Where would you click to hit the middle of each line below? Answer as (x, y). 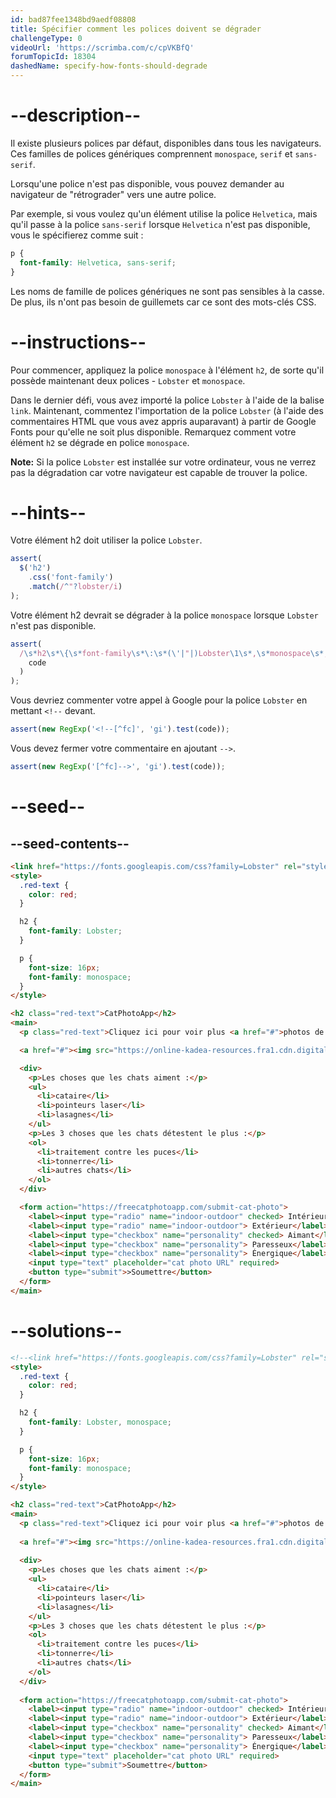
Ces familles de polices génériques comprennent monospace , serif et (151, 153)
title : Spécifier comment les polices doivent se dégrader (136, 29)
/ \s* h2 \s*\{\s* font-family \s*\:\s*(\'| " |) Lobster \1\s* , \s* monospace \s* (172, 653)
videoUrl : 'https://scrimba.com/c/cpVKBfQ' (102, 47)
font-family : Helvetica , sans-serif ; (98, 262)
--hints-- (48, 512)
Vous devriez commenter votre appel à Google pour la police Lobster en (159, 700)
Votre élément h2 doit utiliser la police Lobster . (106, 540)
